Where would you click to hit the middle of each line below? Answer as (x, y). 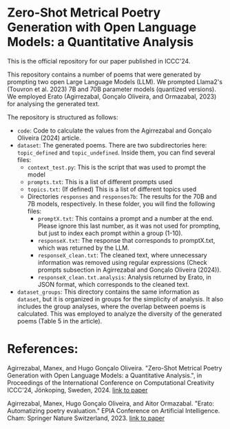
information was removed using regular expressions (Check (123, 262)
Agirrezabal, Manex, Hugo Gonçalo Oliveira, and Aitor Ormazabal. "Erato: (111, 403)
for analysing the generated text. (53, 103)
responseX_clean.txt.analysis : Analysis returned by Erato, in (124, 277)
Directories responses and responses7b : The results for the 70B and (122, 196)
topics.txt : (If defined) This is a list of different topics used (112, 189)
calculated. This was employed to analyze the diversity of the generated (119, 313)
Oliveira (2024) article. (49, 138)
